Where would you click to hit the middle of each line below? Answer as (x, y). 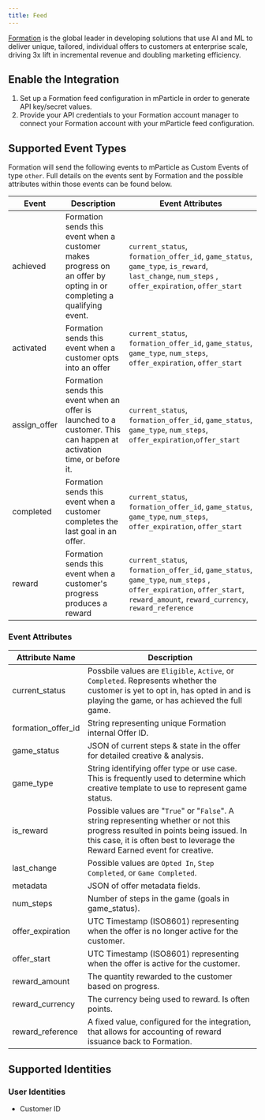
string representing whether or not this (159, 820)
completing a (90, 296)
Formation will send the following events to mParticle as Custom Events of (129, 167)
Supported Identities (60, 1069)
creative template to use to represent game (167, 788)
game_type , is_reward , (168, 267)
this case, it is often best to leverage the (161, 840)
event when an (93, 401)
